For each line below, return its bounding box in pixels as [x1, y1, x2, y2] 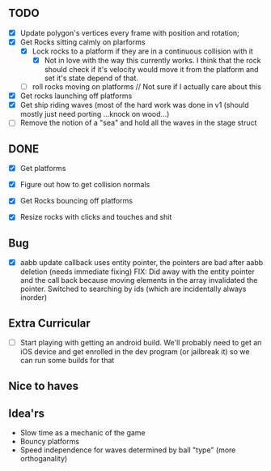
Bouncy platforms [19, 437, 79, 447]
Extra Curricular [8, 316, 91, 330]
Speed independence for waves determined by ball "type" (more [19, 445, 236, 455]
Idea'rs [8, 406, 45, 420]
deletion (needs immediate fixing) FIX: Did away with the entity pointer [19, 267, 255, 276]
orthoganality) [19, 454, 68, 464]
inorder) [19, 293, 48, 302]
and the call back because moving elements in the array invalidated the [19, 276, 258, 285]
